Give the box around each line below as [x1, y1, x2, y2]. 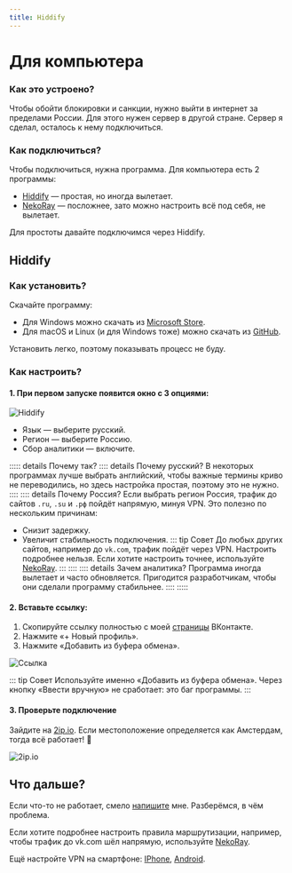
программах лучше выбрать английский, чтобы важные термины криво [9, 470, 284, 480]
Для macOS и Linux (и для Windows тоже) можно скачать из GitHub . [21, 326, 281, 337]
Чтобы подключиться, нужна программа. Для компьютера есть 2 [9, 164, 260, 175]
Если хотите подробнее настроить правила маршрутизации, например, [9, 827, 282, 837]
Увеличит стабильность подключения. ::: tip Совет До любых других [21, 535, 283, 545]
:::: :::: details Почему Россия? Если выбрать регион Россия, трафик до [9, 489, 278, 500]
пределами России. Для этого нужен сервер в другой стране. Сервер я [9, 113, 283, 123]
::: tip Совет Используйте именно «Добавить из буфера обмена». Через [9, 675, 282, 686]
